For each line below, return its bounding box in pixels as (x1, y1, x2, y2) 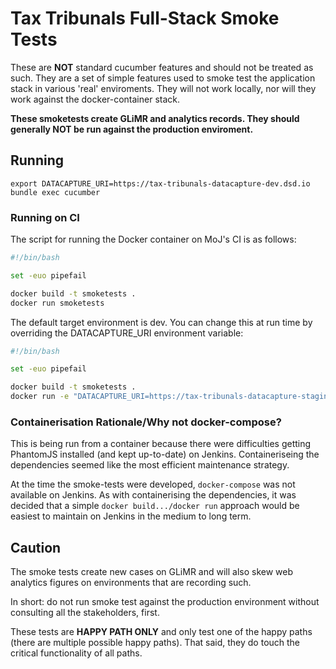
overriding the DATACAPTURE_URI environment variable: (10, 327, 244, 339)
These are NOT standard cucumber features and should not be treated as (10, 61, 314, 73)
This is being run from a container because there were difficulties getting (10, 438, 312, 450)
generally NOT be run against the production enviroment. (10, 123, 254, 135)
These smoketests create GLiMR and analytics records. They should (10, 112, 300, 124)
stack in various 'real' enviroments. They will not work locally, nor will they (10, 82, 317, 94)
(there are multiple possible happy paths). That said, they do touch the (10, 637, 301, 649)
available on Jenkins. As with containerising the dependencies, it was (10, 489, 297, 501)
